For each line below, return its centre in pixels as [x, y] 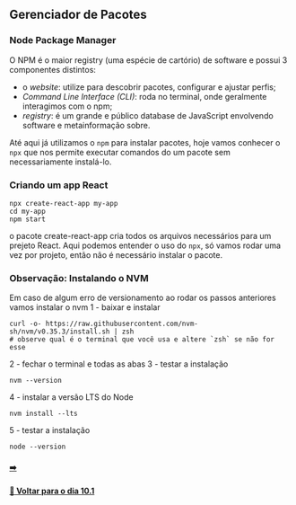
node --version [38, 447]
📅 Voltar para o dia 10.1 [52, 491]
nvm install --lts [44, 414]
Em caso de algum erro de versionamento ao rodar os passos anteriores [143, 298]
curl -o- [26, 324]
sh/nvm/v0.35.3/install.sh [60, 332]
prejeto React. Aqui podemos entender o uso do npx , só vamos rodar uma [145, 245]
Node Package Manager [63, 40]
